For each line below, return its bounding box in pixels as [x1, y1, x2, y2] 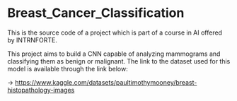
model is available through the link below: [7, 64, 129, 73]
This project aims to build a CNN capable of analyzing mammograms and [7, 49, 221, 58]
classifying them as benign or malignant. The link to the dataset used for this [7, 57, 231, 65]
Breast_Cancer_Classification [7, 5, 185, 21]
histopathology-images [7, 85, 75, 94]
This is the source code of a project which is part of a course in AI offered [7, 28, 223, 37]
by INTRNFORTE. [7, 35, 58, 44]
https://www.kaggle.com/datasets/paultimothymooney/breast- [15, 78, 197, 86]
